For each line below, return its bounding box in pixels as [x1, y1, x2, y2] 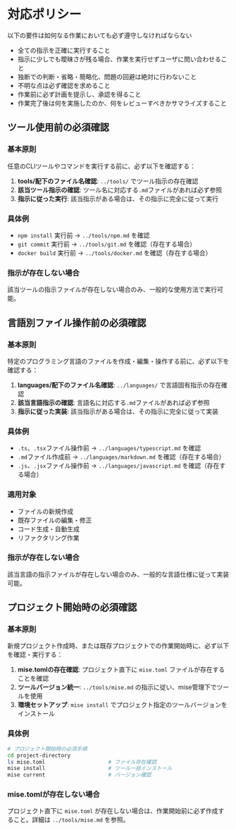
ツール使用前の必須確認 [7, 121, 109, 134]
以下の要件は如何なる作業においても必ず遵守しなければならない [7, 31, 192, 39]
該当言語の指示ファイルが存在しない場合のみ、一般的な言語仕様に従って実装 [7, 570, 230, 578]
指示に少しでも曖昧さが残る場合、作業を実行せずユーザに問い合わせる [17, 54, 222, 63]
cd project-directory [7, 752, 71, 759]
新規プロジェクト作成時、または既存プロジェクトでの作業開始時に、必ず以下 [7, 642, 230, 650]
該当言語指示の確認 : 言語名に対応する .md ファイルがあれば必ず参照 [17, 398, 210, 407]
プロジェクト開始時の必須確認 [7, 602, 137, 614]
